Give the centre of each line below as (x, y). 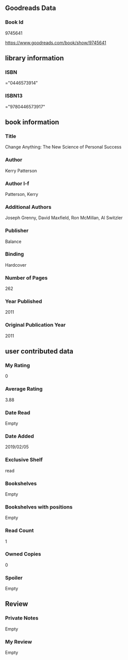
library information (34, 58)
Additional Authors (28, 207)
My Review (18, 642)
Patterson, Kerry (22, 194)
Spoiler (14, 577)
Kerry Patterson (21, 171)
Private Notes (22, 618)
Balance (13, 241)
